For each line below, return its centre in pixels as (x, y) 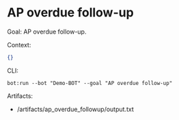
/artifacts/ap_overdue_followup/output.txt (75, 109)
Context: (19, 45)
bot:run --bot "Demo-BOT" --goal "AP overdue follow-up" (90, 83)
